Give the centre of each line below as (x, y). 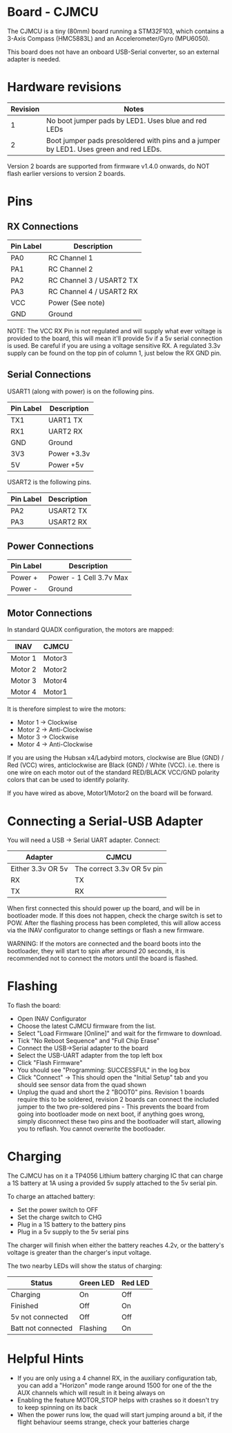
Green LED (97, 1283)
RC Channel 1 (70, 257)
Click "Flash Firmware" (50, 1063)
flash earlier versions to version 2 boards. (66, 173)
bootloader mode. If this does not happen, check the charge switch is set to (115, 916)
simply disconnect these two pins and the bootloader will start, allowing (119, 1122)
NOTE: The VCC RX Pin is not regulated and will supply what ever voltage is (115, 331)
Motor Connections (50, 613)
